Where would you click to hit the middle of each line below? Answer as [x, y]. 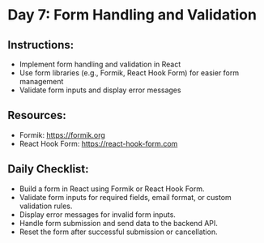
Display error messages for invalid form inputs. [97, 214]
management [41, 81]
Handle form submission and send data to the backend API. [118, 223]
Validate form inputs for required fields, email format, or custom [125, 197]
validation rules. [46, 206]
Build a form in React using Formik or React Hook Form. [112, 189]
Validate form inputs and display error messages [100, 90]
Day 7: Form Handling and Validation [132, 15]
